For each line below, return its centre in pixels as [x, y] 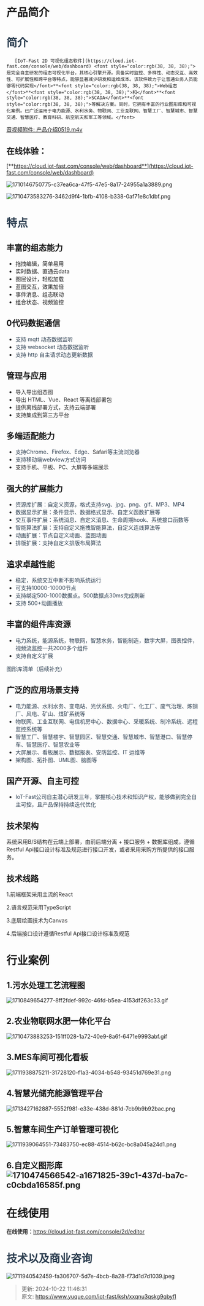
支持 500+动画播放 [39, 603]
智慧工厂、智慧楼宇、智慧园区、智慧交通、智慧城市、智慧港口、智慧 [101, 737]
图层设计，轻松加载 [40, 279]
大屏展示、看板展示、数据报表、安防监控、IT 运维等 [80, 752]
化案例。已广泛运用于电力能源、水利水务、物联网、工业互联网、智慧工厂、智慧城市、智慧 [102, 111]
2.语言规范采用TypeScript [39, 908]
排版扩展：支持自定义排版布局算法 [58, 543]
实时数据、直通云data [42, 271]
